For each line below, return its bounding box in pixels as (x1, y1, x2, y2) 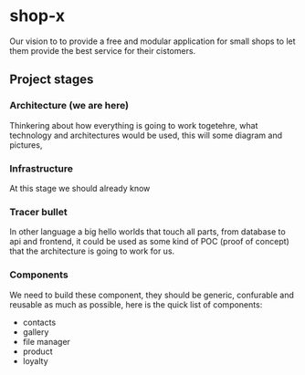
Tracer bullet (9, 205, 68, 218)
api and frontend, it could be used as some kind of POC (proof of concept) (9, 236, 289, 247)
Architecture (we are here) (9, 99, 130, 112)
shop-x (9, 5, 66, 26)
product (22, 346, 53, 357)
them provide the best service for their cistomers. (9, 45, 196, 56)
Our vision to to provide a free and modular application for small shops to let (9, 36, 296, 47)
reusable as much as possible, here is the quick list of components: (9, 298, 263, 310)
